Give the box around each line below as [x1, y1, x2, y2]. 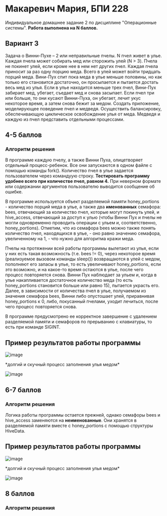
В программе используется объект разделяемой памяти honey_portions [5, 198, 160, 205]
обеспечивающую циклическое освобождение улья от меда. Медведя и [5, 111, 161, 117]
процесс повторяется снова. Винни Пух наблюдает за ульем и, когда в [5, 272, 157, 278]
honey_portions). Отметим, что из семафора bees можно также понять [5, 225, 156, 231]
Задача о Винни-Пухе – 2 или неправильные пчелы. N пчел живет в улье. [5, 52, 162, 58]
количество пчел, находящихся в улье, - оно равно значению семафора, [5, 230, 161, 236]
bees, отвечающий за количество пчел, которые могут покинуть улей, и [5, 209, 160, 215]
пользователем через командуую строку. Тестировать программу [5, 173, 150, 179]
